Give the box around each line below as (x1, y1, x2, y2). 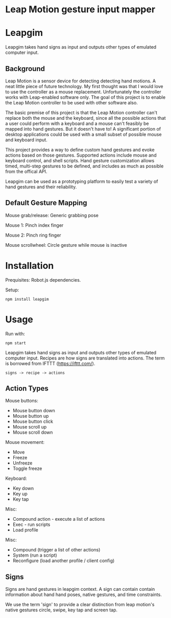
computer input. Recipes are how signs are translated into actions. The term (5, 355, 165, 361)
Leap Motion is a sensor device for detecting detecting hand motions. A (5, 78, 156, 84)
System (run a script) (12, 552, 57, 559)
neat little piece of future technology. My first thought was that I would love (5, 83, 163, 89)
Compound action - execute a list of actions (12, 516, 105, 522)
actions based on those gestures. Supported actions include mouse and (5, 152, 157, 158)
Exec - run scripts (12, 521, 51, 528)
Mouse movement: (5, 439, 45, 445)
